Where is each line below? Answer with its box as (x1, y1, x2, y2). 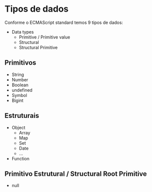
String (11, 72, 24, 77)
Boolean (11, 82, 29, 88)
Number (11, 77, 28, 82)
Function (11, 155, 30, 161)
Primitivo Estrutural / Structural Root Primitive (4, 170, 147, 178)
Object (11, 124, 25, 130)
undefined (11, 87, 33, 93)
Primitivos (4, 58, 37, 67)
